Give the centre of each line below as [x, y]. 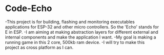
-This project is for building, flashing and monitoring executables [70, 22]
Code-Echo [29, 8]
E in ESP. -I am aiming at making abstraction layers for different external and [82, 32]
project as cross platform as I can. [39, 47]
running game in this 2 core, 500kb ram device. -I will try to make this [75, 42]
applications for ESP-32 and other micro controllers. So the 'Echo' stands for [82, 27]
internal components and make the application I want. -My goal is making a [81, 37]
